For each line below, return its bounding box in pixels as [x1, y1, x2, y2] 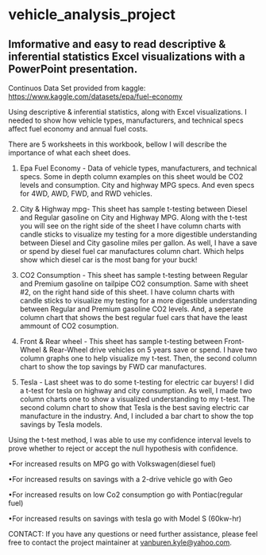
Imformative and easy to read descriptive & [8, 37, 226, 51]
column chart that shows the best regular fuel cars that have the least [19, 313, 248, 322]
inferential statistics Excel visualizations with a [8, 49, 245, 63]
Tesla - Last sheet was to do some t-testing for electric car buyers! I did [19, 377, 255, 387]
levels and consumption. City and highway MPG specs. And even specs [19, 181, 255, 190]
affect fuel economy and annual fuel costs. [8, 124, 148, 133]
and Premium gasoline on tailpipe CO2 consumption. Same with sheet [19, 279, 249, 288]
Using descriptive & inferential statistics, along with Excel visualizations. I [8, 107, 248, 116]
